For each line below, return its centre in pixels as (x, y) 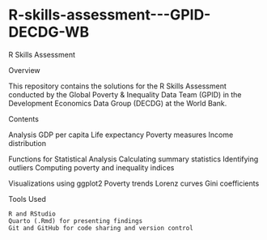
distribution (28, 143)
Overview (24, 70)
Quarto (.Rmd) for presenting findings (76, 221)
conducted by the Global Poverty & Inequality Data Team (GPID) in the (125, 94)
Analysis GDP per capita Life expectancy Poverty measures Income (121, 135)
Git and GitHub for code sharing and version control (101, 228)
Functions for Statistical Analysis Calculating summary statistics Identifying (133, 159)
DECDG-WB (49, 32)
